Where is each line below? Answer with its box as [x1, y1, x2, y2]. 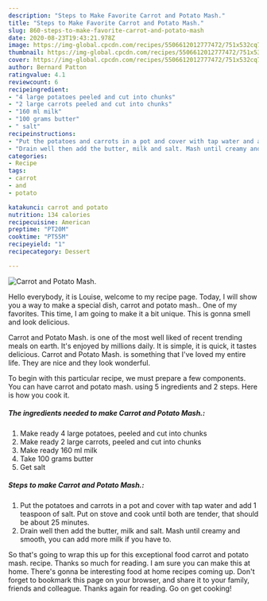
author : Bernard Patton [8, 64, 87, 72]
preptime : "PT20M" [8, 226, 69, 234]
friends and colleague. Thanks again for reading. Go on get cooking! [8, 584, 232, 593]
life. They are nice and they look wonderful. [8, 358, 151, 367]
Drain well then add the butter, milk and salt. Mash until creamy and [19, 525, 241, 535]
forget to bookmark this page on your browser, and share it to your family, [8, 575, 250, 584]
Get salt [19, 462, 46, 471]
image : [8, 41, 30, 49]
